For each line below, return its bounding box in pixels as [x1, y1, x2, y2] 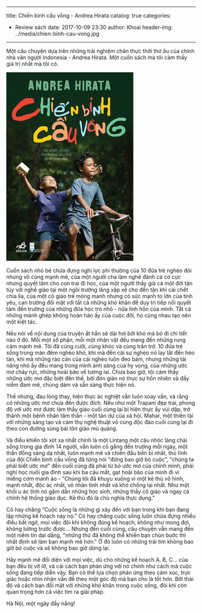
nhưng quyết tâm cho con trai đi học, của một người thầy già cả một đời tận [6, 280, 193, 287]
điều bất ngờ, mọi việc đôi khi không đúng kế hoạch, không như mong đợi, [6, 519, 191, 526]
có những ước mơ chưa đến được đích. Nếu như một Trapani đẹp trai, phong [6, 399, 195, 406]
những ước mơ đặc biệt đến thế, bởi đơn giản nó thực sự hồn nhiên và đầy [6, 375, 189, 382]
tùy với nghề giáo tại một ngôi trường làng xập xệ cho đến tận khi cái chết [6, 286, 188, 293]
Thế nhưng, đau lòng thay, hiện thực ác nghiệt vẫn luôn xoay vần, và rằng [6, 393, 188, 400]
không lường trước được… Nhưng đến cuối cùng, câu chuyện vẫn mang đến [6, 526, 194, 532]
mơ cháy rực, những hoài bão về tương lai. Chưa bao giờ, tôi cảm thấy [6, 369, 179, 375]
